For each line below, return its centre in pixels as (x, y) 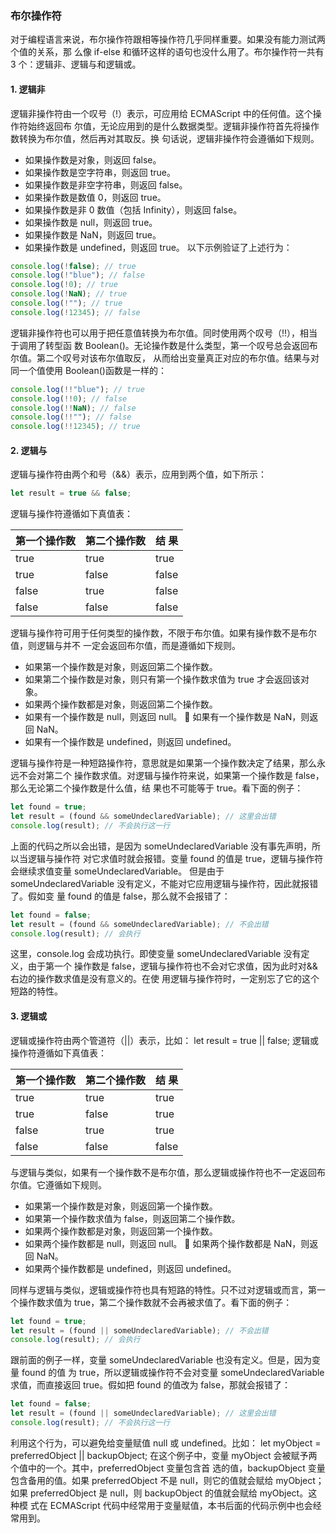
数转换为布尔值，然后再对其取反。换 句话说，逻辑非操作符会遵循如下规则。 (165, 138)
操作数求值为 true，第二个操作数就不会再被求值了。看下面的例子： (155, 1302)
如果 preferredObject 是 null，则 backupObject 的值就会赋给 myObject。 (159, 1493)
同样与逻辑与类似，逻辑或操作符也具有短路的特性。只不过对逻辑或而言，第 (163, 1289)
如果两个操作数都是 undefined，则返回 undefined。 (130, 1268)
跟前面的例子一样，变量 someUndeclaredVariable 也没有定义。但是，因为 (161, 1360)
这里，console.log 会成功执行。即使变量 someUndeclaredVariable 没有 (156, 954)
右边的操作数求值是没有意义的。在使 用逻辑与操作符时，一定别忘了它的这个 (165, 979)
